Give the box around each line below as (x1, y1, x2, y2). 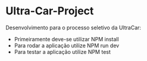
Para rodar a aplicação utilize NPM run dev (14, 42, 120, 49)
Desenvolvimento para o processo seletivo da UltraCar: (5, 24, 141, 31)
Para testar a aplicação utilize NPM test (14, 48, 111, 55)
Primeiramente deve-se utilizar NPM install (14, 35, 120, 42)
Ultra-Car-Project (5, 4, 94, 18)
